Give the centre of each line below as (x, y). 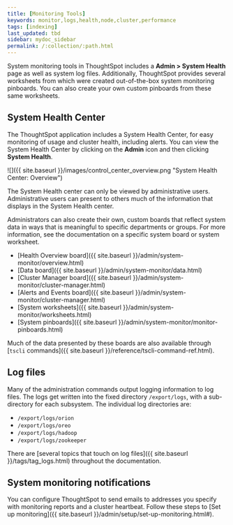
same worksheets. (34, 96)
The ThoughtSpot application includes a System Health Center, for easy (111, 134)
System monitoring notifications (79, 483)
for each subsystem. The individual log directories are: (113, 404)
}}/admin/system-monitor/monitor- (168, 322)
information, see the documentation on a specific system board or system (113, 234)
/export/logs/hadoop (47, 433)
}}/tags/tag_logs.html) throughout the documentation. (84, 461)
